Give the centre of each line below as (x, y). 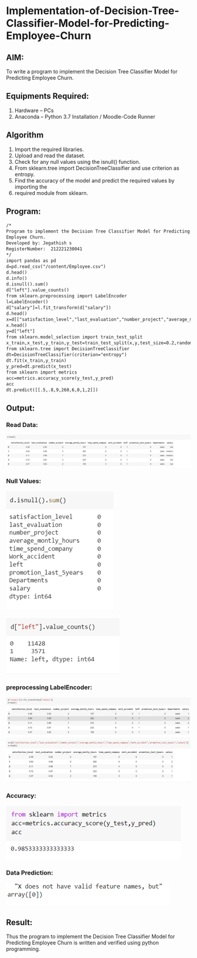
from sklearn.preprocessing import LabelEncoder (67, 296)
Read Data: (22, 425)
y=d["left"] (21, 331)
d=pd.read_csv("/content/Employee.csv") (56, 267)
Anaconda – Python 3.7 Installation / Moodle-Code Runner (85, 116)
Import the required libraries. (49, 149)
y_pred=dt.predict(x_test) (39, 367)
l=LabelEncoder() (27, 302)
